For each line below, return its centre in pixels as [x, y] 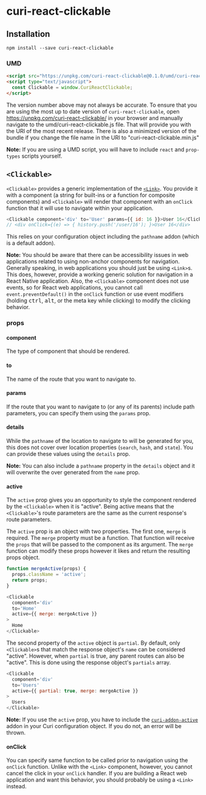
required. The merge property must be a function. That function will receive [101, 538]
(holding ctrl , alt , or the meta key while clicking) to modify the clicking [98, 301]
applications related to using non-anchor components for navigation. [93, 261]
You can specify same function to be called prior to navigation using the [97, 760]
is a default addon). [31, 243]
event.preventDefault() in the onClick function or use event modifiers [95, 294]
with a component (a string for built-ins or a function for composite [91, 195]
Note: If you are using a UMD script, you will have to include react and [95, 149]
